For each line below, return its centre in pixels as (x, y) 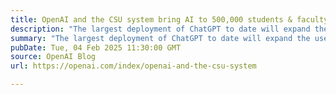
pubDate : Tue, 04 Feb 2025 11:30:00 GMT (96, 47)
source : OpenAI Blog (53, 57)
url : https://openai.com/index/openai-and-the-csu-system (133, 66)
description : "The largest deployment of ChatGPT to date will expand (160, 29)
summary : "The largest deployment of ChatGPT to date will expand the (160, 38)
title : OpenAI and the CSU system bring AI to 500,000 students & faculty (169, 19)
